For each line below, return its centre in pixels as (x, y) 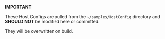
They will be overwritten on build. (39, 31)
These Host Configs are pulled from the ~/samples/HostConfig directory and (82, 16)
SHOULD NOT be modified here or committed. (53, 22)
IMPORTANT (18, 7)
